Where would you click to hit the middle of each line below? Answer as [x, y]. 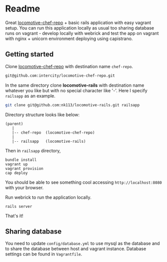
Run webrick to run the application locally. [48, 197]
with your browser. [24, 187]
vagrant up [16, 164]
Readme [23, 9]
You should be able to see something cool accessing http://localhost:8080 [83, 182]
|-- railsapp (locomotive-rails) [49, 141]
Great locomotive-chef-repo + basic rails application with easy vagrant [78, 23]
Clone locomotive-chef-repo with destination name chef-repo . [69, 66]
